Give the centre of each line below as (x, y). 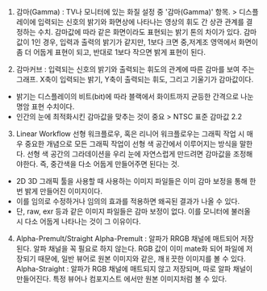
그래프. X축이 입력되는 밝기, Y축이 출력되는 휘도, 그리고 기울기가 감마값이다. (135, 79)
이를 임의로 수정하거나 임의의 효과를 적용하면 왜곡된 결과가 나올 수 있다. (128, 201)
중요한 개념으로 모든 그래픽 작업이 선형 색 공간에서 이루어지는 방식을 (131, 144)
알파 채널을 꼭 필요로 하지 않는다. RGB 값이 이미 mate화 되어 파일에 (139, 249)
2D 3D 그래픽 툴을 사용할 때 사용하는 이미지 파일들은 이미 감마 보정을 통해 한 (136, 181)
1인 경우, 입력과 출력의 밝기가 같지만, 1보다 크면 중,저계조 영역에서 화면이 (144, 42)
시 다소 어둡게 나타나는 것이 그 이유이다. (78, 221)
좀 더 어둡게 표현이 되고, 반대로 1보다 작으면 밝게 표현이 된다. (111, 52)
